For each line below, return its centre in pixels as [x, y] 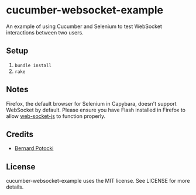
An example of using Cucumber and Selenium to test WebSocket [84, 26]
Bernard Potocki [34, 148]
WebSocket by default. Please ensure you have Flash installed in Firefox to [96, 110]
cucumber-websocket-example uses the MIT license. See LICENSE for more [98, 181]
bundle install [33, 65]
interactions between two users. [45, 32]
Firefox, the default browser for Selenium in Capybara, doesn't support [91, 103]
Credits [20, 134]
